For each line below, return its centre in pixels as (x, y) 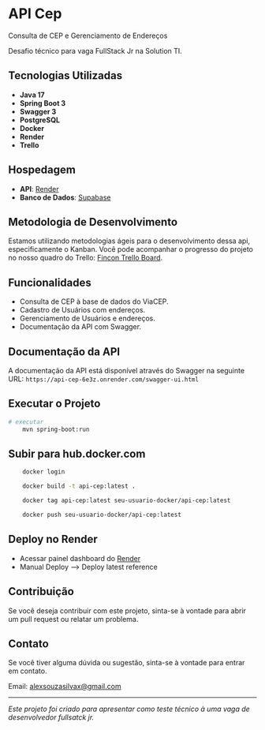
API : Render (39, 189)
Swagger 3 (38, 111)
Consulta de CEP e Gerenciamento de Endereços (88, 36)
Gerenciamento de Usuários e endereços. (88, 318)
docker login (44, 472)
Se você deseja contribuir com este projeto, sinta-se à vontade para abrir (127, 610)
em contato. (28, 671)
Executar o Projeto (54, 404)
